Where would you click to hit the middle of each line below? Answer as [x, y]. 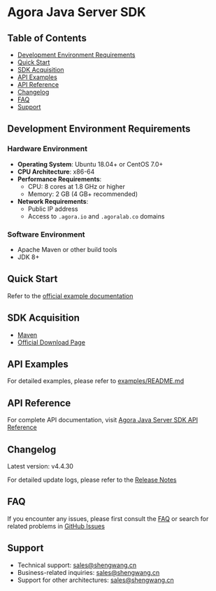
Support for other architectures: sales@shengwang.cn [96, 580]
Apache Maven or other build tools [67, 249]
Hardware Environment [47, 149]
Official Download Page [51, 342]
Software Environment [46, 234]
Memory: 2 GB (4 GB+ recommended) [83, 194]
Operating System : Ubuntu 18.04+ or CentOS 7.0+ [90, 164]
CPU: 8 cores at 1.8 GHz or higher [77, 186]
